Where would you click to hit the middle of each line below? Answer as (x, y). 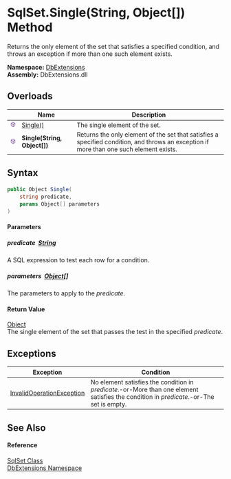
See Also (26, 428)
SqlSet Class (25, 460)
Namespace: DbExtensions (46, 67)
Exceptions (32, 353)
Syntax (23, 173)
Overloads (30, 96)
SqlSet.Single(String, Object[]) (96, 13)
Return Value (26, 309)
